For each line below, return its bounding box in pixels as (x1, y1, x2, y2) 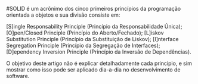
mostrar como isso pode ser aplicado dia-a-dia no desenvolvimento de (6, 66, 181, 73)
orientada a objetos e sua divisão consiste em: (6, 11, 120, 18)
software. (6, 73, 30, 79)
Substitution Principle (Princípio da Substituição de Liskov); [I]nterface (6, 36, 179, 42)
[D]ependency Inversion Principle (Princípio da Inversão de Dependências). (6, 48, 192, 55)
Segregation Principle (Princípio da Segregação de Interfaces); (6, 42, 160, 49)
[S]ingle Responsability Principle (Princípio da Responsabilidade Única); (6, 23, 182, 30)
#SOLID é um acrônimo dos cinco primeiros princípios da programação (6, 5, 181, 12)
